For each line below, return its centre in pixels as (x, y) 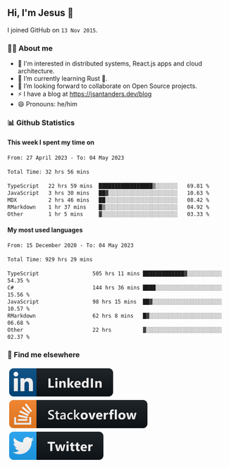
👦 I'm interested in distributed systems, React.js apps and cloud (110, 63)
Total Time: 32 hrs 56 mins (49, 172)
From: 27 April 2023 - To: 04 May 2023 (66, 158)
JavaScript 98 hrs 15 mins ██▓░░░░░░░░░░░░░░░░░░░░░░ (114, 302)
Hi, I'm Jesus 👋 (41, 13)
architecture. (36, 71)
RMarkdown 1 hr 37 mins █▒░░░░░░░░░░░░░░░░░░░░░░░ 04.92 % (109, 207)
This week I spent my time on (51, 142)
